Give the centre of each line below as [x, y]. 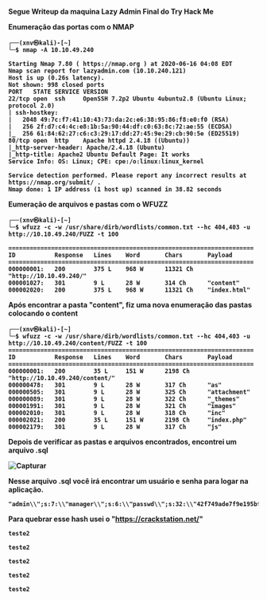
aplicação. [26, 490]
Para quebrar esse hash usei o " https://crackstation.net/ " [106, 519]
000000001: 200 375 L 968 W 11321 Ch [101, 269]
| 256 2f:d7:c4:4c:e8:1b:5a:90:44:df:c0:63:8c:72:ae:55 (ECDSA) [120, 127]
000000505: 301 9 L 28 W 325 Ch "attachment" [129, 392]
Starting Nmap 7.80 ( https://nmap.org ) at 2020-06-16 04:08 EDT [120, 64]
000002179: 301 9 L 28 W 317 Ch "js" [115, 427]
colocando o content [43, 313]
